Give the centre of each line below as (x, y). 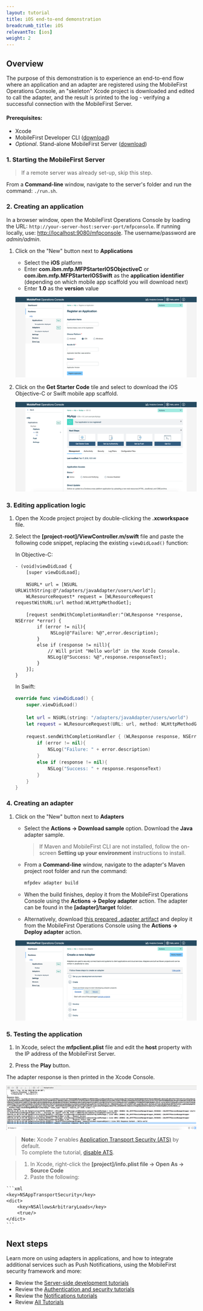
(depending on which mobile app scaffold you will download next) (106, 282)
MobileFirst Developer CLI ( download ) (62, 138)
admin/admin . (24, 239)
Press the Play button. (43, 1065)
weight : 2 (19, 38)
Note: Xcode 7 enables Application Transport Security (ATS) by (100, 1140)
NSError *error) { (38, 621)
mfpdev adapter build (51, 883)
